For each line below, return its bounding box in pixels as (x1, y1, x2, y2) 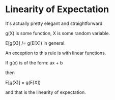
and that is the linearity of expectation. (5, 89, 87, 95)
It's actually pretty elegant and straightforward (5, 20, 103, 26)
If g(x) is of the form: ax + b (5, 59, 63, 65)
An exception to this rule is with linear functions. (5, 50, 106, 56)
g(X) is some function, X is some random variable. (5, 30, 110, 36)
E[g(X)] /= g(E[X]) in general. (5, 40, 66, 46)
